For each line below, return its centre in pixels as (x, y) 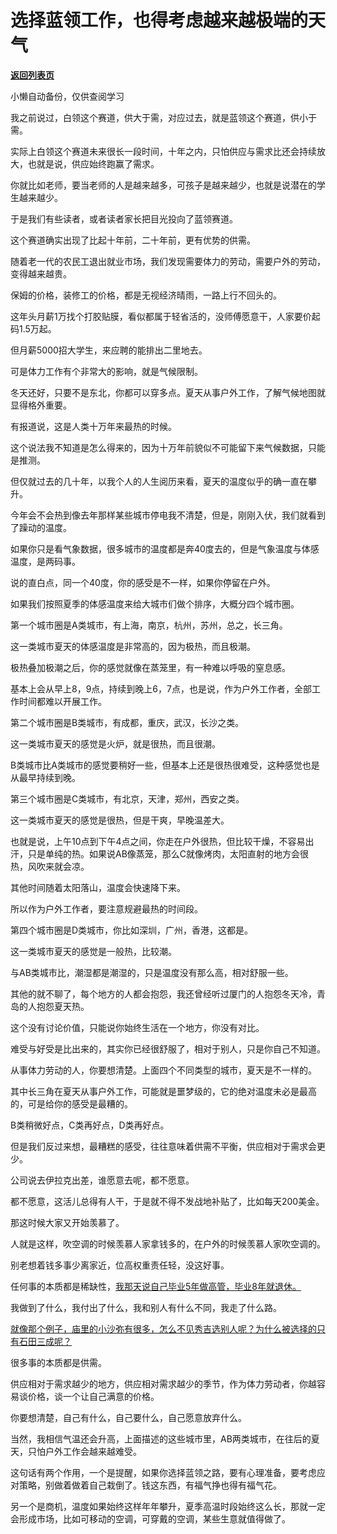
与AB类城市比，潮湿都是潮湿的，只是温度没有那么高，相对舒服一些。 (152, 972)
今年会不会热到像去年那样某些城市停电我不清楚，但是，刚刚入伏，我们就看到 (168, 515)
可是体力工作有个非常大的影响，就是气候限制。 (106, 371)
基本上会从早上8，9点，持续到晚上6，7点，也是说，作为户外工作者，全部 (161, 688)
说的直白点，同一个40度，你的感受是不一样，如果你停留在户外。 (143, 582)
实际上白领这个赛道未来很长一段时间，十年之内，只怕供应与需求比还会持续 (163, 151)
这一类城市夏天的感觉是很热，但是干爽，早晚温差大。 (120, 820)
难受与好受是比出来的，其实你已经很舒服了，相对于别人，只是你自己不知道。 (168, 1048)
